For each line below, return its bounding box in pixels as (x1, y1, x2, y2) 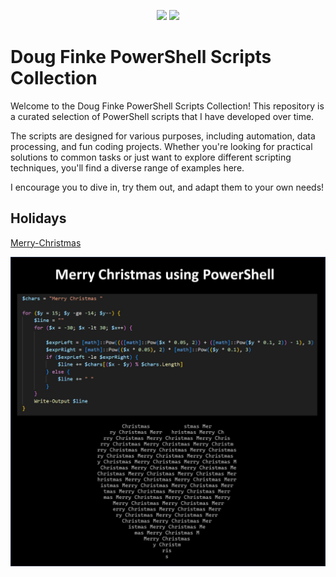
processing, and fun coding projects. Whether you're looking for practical (10, 140, 313, 152)
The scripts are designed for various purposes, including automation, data (10, 130, 316, 142)
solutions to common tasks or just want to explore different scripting (10, 151, 292, 163)
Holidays (10, 210, 67, 227)
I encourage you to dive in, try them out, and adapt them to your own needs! (10, 181, 325, 193)
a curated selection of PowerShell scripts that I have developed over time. (10, 110, 315, 122)
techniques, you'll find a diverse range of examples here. (10, 161, 245, 174)
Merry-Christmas (10, 236, 82, 249)
